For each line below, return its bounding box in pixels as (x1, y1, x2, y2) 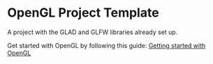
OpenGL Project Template (7, 5, 159, 21)
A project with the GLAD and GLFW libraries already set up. (7, 28, 178, 36)
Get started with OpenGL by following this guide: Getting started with (7, 41, 206, 49)
